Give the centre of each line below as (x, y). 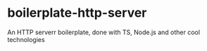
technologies (26, 39)
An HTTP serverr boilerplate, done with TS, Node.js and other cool (104, 32)
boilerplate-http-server (77, 13)
